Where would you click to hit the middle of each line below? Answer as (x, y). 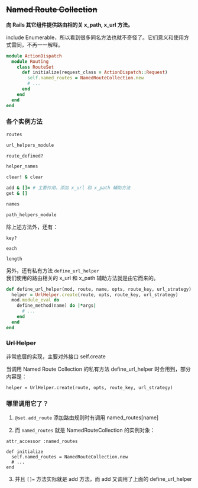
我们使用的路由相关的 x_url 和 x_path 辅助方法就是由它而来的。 (82, 278)
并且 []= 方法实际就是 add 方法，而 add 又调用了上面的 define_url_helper (103, 479)
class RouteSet (35, 67)
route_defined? (25, 156)
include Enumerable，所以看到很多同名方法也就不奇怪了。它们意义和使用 (95, 37)
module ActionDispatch (34, 56)
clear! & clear (25, 177)
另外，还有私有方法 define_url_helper (53, 270)
